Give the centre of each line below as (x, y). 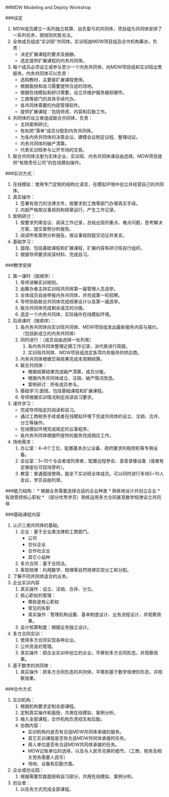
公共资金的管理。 (38, 646)
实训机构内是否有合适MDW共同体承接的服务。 (76, 732)
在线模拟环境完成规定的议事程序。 (56, 429)
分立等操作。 (33, 422)
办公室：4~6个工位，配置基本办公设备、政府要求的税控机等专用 (87, 448)
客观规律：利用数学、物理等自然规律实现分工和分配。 (76, 570)
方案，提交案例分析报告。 (47, 229)
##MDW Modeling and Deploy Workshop (48, 7)
